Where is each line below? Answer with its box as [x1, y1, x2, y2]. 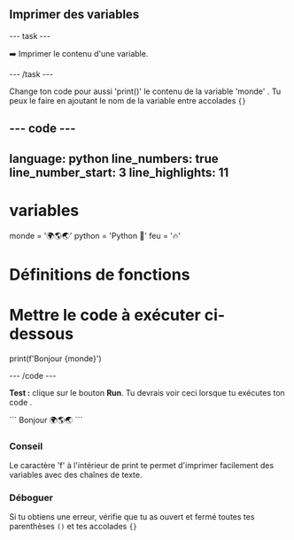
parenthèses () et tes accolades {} [9, 521, 137, 532]
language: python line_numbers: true [9, 150, 219, 166]
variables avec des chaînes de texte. [9, 469, 143, 480]
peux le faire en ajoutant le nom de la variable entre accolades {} [9, 95, 246, 105]
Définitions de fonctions [9, 265, 190, 284]
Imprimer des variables [9, 7, 140, 22]
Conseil [9, 440, 43, 452]
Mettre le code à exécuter [9, 305, 201, 325]
